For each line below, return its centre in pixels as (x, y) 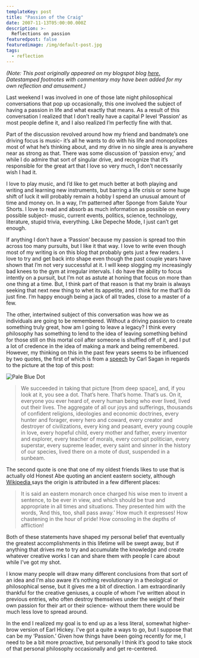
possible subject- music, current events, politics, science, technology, (92, 215)
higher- (182, 623)
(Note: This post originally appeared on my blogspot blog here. (83, 73)
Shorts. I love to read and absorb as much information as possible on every (98, 209)
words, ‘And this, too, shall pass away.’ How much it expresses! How (104, 513)
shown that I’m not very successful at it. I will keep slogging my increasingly (99, 265)
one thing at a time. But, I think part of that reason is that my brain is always (99, 284)
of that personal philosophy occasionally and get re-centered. (82, 648)
